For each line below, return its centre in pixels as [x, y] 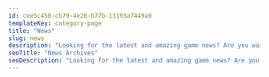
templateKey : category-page [55, 23]
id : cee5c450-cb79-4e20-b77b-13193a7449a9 [80, 16]
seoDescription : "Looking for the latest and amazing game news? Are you [134, 61]
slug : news [26, 38]
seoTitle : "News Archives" [53, 53]
